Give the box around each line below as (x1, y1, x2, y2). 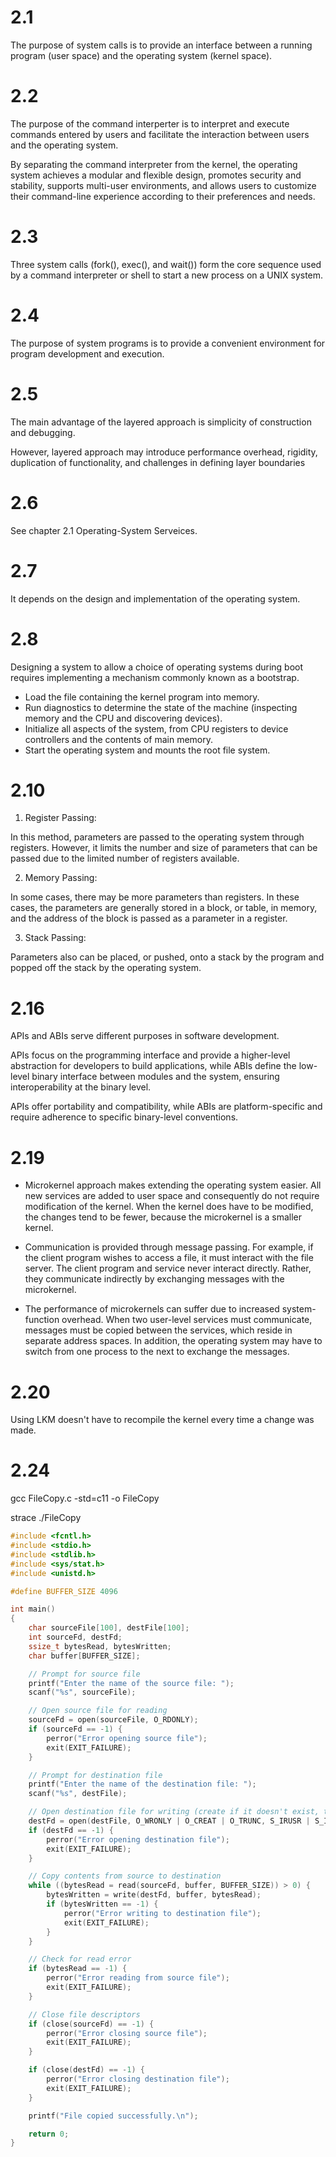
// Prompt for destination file (28, 1770, 163, 1780)
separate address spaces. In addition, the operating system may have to (24, 1335, 323, 1347)
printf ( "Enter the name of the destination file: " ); (28, 1779, 257, 1790)
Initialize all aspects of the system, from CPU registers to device (24, 722, 289, 735)
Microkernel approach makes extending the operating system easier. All (24, 1179, 322, 1191)
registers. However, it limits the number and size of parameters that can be (10, 842, 318, 854)
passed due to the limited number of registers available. (10, 852, 240, 865)
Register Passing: (24, 812, 97, 824)
